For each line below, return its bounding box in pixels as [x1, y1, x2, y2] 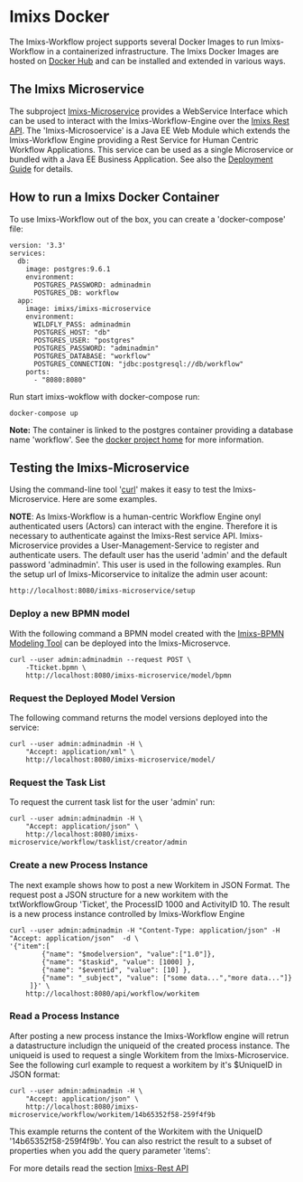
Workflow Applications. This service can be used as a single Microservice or [9, 144, 294, 155]
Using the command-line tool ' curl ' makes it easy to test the [9, 484, 232, 495]
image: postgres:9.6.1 [25, 264, 111, 273]
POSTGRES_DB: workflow [32, 288, 119, 298]
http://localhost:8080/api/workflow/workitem [25, 988, 200, 998]
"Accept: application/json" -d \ [9, 933, 140, 942]
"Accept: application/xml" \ [25, 747, 135, 756]
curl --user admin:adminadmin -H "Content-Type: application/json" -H [9, 925, 280, 935]
